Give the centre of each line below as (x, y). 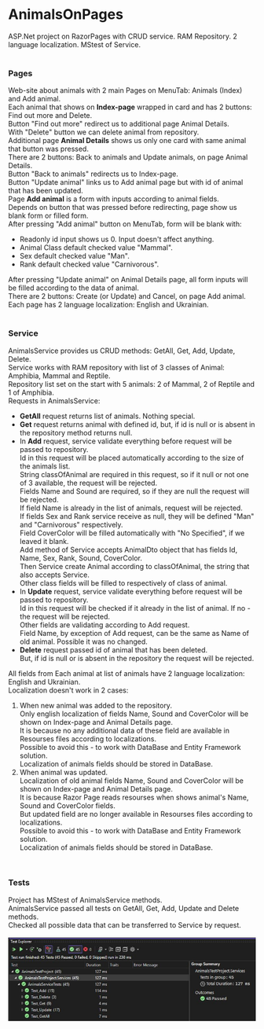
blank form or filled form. (48, 216)
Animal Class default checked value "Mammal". (96, 248)
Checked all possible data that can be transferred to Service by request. (125, 924)
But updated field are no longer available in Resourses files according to (136, 814)
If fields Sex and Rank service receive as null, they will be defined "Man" (137, 516)
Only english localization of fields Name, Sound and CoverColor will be (134, 714)
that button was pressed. (48, 149)
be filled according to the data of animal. (73, 288)
